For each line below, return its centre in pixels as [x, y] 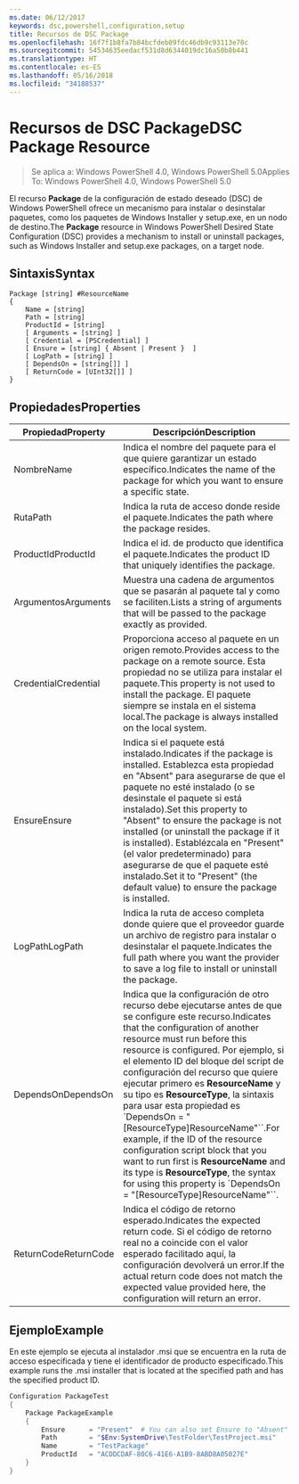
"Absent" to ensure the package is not [202, 821]
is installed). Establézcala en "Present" [204, 843]
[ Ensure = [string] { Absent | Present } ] [111, 348]
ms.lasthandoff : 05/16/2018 [61, 76]
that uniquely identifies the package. [199, 565]
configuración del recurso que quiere [201, 1072]
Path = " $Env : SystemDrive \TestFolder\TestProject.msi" [159, 1438]
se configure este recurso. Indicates [197, 1017]
